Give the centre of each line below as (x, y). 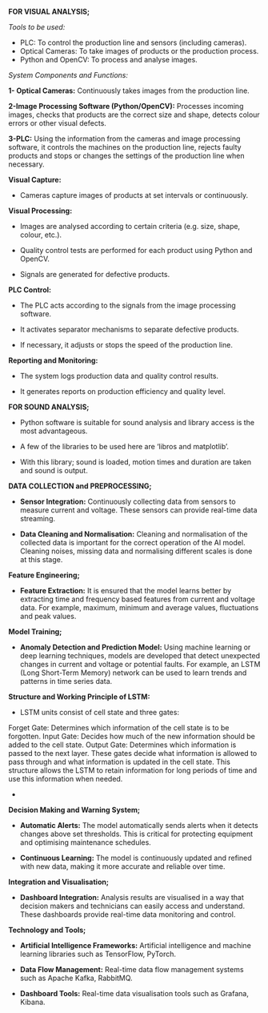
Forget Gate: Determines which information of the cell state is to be (119, 728)
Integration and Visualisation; (59, 882)
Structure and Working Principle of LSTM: (79, 697)
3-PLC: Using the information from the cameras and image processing (124, 139)
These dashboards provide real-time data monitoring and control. (128, 915)
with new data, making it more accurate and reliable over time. (122, 866)
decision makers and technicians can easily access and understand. (132, 906)
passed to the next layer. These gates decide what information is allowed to (133, 753)
